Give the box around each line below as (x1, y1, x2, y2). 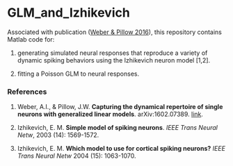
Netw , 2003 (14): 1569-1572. (17, 131, 99, 140)
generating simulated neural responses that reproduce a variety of (17, 49, 208, 57)
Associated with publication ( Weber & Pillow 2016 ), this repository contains (7, 28, 223, 36)
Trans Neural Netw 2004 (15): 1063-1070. (17, 151, 137, 160)
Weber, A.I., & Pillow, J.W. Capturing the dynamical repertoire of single (17, 103, 223, 111)
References (7, 87, 47, 97)
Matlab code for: (7, 35, 55, 43)
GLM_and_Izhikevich (7, 5, 130, 21)
